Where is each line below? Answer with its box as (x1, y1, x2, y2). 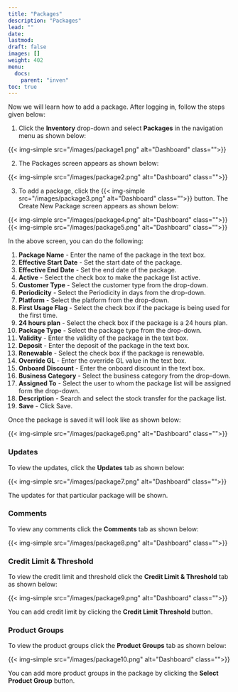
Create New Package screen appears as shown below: (18, 202, 179, 211)
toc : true (8, 83, 38, 90)
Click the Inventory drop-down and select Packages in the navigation (18, 124, 223, 132)
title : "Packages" (8, 10, 63, 18)
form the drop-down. (18, 387, 80, 395)
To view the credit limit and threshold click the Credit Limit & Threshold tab (8, 573, 229, 581)
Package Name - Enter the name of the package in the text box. (18, 250, 206, 260)
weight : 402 (8, 57, 43, 64)
